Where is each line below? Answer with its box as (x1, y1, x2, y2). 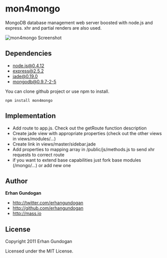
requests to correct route (12, 152, 64, 158)
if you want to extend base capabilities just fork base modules (12, 157, 141, 163)
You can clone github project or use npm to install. (5, 88, 110, 94)
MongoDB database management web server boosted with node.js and (5, 20, 153, 26)
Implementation (5, 111, 56, 120)
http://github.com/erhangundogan (12, 205, 84, 211)
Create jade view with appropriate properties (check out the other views (12, 130, 162, 136)
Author (5, 177, 28, 185)
